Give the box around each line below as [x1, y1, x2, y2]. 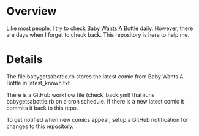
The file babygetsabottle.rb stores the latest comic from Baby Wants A [6, 72, 184, 80]
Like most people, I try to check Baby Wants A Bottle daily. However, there [6, 25, 193, 32]
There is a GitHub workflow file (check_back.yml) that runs [6, 91, 155, 99]
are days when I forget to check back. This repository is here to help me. [6, 31, 190, 38]
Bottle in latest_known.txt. [6, 79, 72, 86]
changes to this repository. [6, 123, 74, 130]
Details [6, 53, 43, 67]
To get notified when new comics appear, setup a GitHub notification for [6, 116, 189, 123]
